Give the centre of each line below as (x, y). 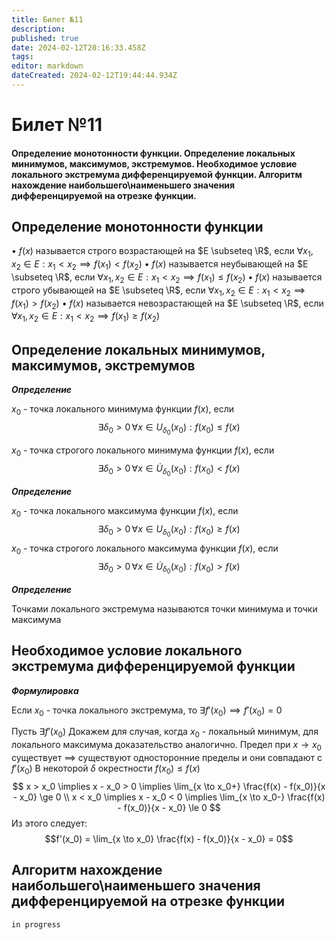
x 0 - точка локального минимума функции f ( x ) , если (123, 410)
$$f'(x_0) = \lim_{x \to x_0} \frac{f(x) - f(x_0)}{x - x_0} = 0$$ (169, 838)
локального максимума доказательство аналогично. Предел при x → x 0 (166, 746)
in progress (36, 924)
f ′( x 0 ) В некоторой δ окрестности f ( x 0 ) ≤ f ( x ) (106, 769)
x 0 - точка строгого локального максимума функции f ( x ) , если (145, 549)
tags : (22, 57)
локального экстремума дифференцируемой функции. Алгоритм (157, 174)
